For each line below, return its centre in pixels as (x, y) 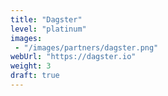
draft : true (35, 76)
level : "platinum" (48, 29)
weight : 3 (31, 66)
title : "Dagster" (46, 19)
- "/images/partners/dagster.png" (86, 47)
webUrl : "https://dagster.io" (73, 57)
